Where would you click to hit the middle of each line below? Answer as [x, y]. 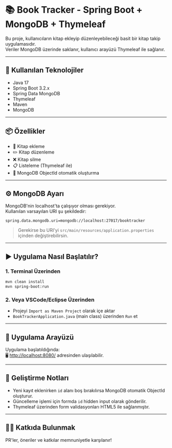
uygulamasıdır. [21, 44]
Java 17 [21, 82]
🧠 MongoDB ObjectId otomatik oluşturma [56, 173]
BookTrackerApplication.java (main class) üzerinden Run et [75, 316]
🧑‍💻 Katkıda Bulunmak [40, 428]
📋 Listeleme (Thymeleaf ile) [42, 165]
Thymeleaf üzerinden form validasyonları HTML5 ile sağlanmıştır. [81, 407]
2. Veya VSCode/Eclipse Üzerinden [50, 300]
